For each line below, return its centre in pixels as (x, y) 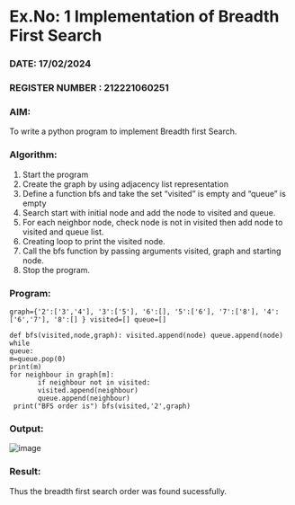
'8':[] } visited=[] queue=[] (110, 319)
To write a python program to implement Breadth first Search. (123, 131)
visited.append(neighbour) (88, 390)
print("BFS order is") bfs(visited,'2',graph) (102, 406)
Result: (25, 472)
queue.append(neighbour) (84, 398)
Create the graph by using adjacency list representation (125, 184)
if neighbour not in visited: (94, 382)
